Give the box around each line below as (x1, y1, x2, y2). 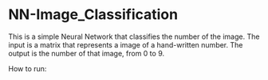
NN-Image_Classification (8, 6, 178, 24)
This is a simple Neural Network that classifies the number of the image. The (8, 32, 260, 41)
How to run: (8, 63, 47, 73)
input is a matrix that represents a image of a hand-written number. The (8, 40, 243, 49)
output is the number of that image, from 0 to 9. (8, 48, 165, 58)
